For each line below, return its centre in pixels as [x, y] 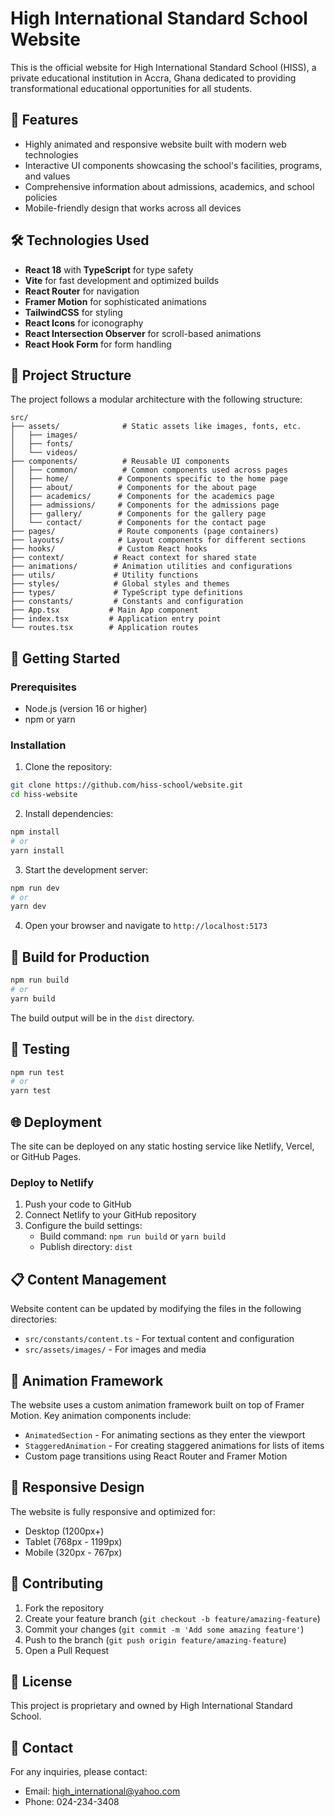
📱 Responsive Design [77, 1487]
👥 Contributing [57, 1583]
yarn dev [28, 907]
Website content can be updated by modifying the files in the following [156, 1309]
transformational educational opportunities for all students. [131, 88]
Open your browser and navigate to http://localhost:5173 [146, 926]
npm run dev [35, 888]
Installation [38, 745]
